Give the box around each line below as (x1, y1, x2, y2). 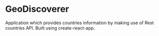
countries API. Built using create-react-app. (5, 25, 95, 31)
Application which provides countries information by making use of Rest (5, 20, 154, 26)
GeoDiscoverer (5, 3, 69, 15)
